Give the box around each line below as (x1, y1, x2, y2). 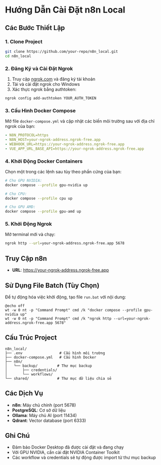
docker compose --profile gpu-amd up (5, 209, 81, 214)
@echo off (5, 303, 25, 308)
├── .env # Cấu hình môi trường (5, 351, 105, 356)
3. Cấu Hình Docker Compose (5, 107, 76, 114)
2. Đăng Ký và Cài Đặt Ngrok (5, 65, 73, 72)
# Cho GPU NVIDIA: (5, 178, 42, 183)
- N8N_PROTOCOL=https (5, 133, 49, 138)
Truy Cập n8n (5, 254, 47, 263)
